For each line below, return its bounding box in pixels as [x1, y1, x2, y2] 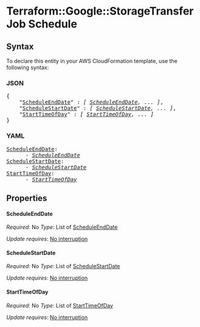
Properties [6, 193, 47, 203]
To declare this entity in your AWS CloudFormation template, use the [6, 58, 178, 64]
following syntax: [6, 64, 49, 71]
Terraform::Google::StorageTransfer [6, 4, 194, 18]
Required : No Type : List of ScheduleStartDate [6, 263, 120, 270]
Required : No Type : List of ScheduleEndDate [6, 223, 118, 231]
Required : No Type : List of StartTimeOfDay [6, 302, 114, 309]
